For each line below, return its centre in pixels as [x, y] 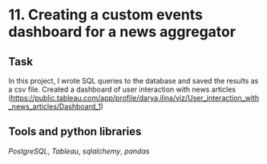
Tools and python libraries [75, 131]
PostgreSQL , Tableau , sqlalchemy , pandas [79, 151]
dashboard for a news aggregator [122, 32]
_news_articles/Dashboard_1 [55, 107]
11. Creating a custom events [105, 15]
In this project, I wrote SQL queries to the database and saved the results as [133, 81]
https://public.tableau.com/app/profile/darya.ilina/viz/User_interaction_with [135, 98]
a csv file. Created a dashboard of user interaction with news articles [122, 89]
